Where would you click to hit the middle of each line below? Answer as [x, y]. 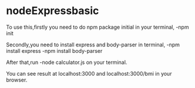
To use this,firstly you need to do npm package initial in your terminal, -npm [97, 27]
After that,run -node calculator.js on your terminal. [67, 62]
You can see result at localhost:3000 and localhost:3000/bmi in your [89, 73]
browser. [17, 80]
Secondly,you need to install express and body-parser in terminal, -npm [93, 45]
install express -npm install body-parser [54, 50]
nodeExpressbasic [53, 11]
